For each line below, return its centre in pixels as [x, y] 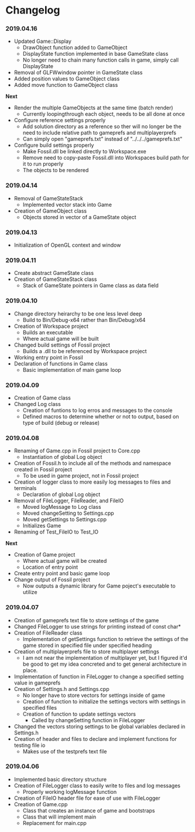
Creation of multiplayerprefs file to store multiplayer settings [86, 651]
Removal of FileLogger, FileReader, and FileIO [69, 501]
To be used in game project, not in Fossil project [81, 476]
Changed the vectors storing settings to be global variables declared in [100, 726]
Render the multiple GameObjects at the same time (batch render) [93, 108]
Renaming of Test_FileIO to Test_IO [56, 532]
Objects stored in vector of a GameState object [79, 217]
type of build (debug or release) [61, 422]
